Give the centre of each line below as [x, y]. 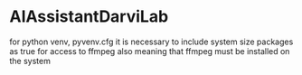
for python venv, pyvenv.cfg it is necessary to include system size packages [151, 42]
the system [30, 61]
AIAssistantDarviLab [89, 17]
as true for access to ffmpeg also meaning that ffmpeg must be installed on [150, 51]
